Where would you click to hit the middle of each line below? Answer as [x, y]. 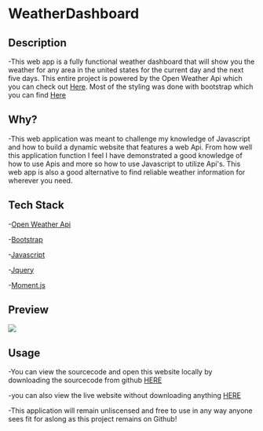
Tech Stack [36, 205]
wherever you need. [40, 180]
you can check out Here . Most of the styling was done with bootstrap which [131, 87]
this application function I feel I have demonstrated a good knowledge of [126, 155]
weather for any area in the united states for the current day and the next [126, 70]
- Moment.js [27, 285]
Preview [29, 310]
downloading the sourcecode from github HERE [85, 380]
